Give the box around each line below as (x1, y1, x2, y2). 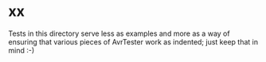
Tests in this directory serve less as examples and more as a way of (8, 29, 230, 38)
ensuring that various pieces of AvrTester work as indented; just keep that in (8, 37, 259, 46)
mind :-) (8, 45, 35, 55)
